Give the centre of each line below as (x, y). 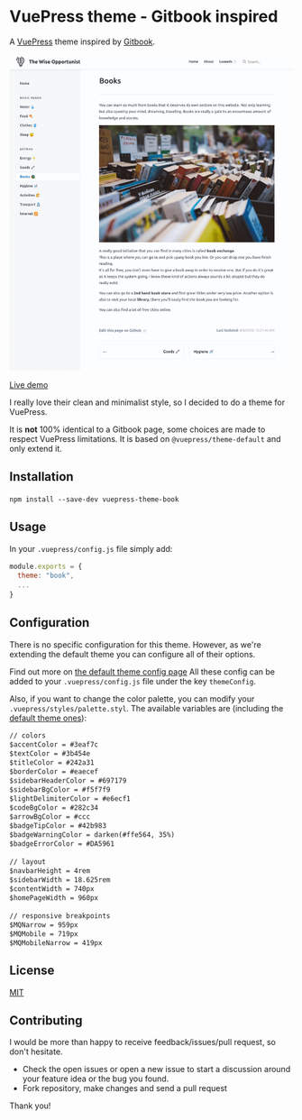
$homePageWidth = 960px (54, 898)
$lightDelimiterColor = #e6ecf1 (70, 799)
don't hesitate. (36, 1051)
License (32, 971)
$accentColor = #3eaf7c (54, 744)
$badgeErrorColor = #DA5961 (62, 844)
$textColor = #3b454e (50, 753)
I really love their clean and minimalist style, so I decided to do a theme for (147, 402)
